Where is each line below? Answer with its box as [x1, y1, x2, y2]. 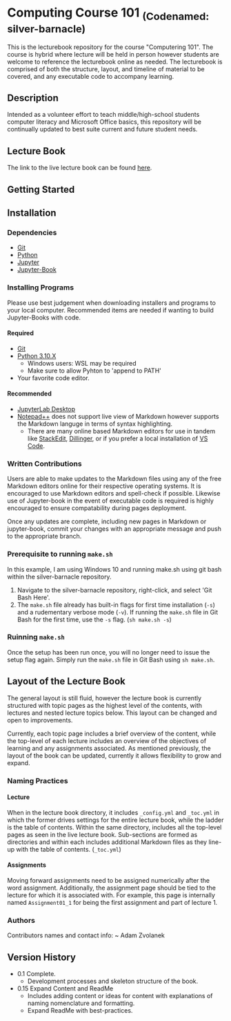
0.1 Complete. [17, 970, 57, 978]
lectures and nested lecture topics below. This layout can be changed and [7, 709, 217, 717]
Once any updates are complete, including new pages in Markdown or [7, 517, 207, 526]
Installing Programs [7, 283, 74, 292]
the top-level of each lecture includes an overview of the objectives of [7, 736, 207, 744]
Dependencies [7, 227, 57, 237]
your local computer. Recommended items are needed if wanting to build [7, 306, 214, 314]
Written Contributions [7, 458, 82, 468]
